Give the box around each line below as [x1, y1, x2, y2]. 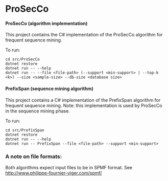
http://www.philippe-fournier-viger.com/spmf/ [5, 170, 102, 176]
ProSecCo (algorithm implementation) [5, 20, 88, 26]
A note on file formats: [5, 153, 62, 160]
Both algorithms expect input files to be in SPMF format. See [5, 164, 133, 170]
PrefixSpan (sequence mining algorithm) [5, 85, 93, 92]
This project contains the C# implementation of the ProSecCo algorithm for [5, 32, 163, 38]
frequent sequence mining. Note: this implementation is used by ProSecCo [5, 102, 162, 108]
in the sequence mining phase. [5, 108, 70, 114]
